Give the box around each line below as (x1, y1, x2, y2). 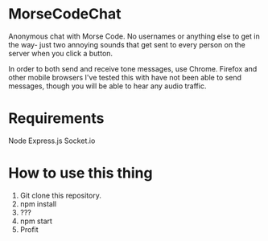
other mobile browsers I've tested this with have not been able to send (8, 72, 242, 82)
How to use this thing (8, 164, 153, 182)
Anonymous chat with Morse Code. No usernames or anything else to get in (8, 31, 260, 41)
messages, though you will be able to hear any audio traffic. (8, 81, 207, 91)
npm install (19, 198, 57, 209)
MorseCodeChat (8, 5, 122, 23)
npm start (19, 216, 52, 226)
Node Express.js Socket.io (8, 136, 96, 145)
